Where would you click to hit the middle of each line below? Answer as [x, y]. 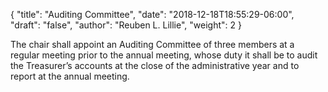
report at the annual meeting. [70, 76]
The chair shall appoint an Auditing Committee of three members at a [152, 44]
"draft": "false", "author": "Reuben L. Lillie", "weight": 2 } [126, 25]
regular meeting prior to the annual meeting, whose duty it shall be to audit [164, 55]
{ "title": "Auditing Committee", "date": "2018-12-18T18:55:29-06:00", [152, 14]
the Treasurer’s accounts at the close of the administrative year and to [155, 65]
